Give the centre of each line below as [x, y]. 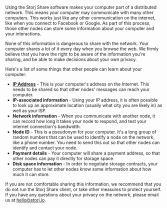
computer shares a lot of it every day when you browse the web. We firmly [82, 49]
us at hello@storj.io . [26, 200]
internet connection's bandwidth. [46, 126]
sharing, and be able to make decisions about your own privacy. [71, 59]
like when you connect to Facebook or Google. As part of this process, [78, 23]
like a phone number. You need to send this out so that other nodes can [86, 142]
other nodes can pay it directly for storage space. [63, 158]
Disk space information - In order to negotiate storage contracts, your [85, 164]
